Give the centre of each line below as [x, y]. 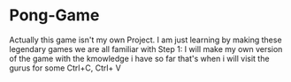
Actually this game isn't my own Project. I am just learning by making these [145, 40]
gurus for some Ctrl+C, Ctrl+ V [65, 68]
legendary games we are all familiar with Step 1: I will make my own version [146, 48]
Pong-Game [54, 15]
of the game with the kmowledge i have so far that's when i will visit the [139, 58]
